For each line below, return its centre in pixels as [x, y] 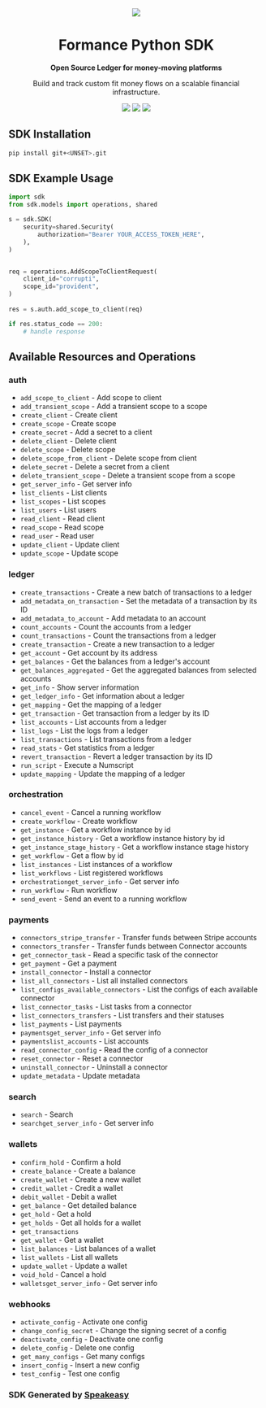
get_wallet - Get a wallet [62, 1240]
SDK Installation [50, 135]
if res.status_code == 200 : [56, 324]
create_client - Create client [69, 415]
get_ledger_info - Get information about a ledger [102, 695]
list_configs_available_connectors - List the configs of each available [139, 990]
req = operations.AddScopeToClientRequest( [83, 272]
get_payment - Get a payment [69, 964]
